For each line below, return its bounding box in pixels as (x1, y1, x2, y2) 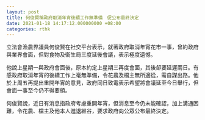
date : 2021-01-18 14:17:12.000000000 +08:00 (6, 20, 121, 26)
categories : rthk (6, 26, 51, 32)
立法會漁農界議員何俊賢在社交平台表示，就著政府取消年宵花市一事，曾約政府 (6, 43, 199, 51)
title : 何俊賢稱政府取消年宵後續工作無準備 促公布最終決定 (6, 15, 139, 21)
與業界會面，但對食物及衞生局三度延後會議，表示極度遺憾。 (6, 51, 156, 58)
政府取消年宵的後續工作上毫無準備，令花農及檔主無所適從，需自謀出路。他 (11, 71, 199, 79)
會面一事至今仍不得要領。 (6, 86, 71, 94)
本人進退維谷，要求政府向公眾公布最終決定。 (59, 107, 172, 115)
